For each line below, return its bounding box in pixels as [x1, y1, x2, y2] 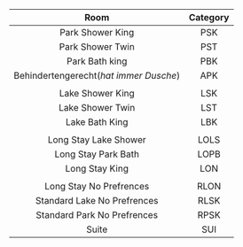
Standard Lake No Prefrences [35, 195, 159, 206]
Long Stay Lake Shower [47, 134, 146, 145]
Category [188, 12, 230, 23]
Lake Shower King [59, 88, 135, 99]
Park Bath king [66, 55, 128, 67]
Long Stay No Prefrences [43, 181, 150, 192]
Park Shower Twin [59, 41, 135, 52]
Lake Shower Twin [59, 102, 136, 113]
